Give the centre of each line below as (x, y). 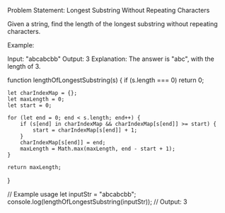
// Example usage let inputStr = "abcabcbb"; (72, 194)
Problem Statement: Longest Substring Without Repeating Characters (109, 10)
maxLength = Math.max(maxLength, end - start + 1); (98, 149)
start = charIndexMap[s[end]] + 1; (85, 130)
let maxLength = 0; (36, 99)
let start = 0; (30, 105)
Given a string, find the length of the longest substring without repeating (112, 24)
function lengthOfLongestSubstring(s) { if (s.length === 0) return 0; (106, 80)
